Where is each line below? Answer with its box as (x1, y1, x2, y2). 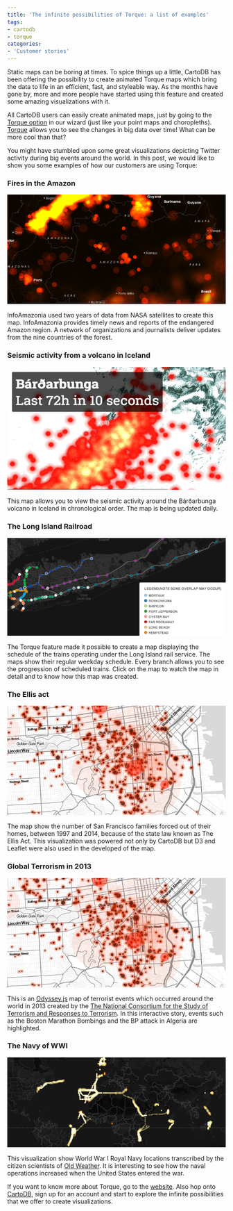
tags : (7, 18, 23, 26)
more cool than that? (7, 133, 67, 141)
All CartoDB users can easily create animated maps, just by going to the (7, 111, 213, 119)
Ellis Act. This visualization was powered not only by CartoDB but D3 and (7, 837, 216, 846)
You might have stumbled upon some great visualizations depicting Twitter (7, 147, 221, 154)
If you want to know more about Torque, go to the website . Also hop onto (7, 1183, 216, 1191)
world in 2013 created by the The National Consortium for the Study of (7, 1001, 209, 1010)
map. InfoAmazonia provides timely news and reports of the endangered (7, 318, 214, 327)
